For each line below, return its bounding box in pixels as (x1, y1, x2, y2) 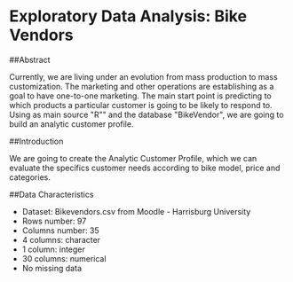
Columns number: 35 (21, 224, 99, 236)
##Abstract (9, 54, 51, 65)
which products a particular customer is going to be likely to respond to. (9, 99, 273, 110)
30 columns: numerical (21, 253, 107, 263)
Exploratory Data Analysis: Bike (9, 6, 247, 27)
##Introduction (9, 136, 64, 146)
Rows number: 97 (21, 215, 87, 226)
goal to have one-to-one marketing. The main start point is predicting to (9, 90, 273, 101)
